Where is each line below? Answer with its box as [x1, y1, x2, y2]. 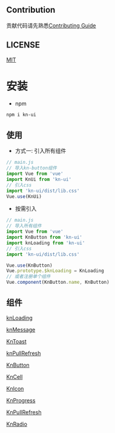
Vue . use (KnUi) [6, 193, 42, 200]
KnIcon [6, 385, 24, 392]
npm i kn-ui [6, 111, 36, 118]
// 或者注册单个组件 [6, 273, 51, 280]
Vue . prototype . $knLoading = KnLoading [6, 268, 104, 274]
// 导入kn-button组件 [6, 165, 57, 171]
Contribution [6, 5, 56, 15]
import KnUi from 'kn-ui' [6, 176, 71, 182]
